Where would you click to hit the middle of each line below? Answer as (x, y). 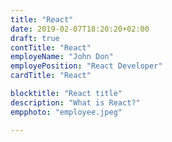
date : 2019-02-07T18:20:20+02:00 (80, 29)
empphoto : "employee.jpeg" (66, 112)
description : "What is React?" (75, 102)
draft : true (35, 38)
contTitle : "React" (51, 47)
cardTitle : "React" (51, 76)
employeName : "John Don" (62, 57)
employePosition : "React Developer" (86, 66)
